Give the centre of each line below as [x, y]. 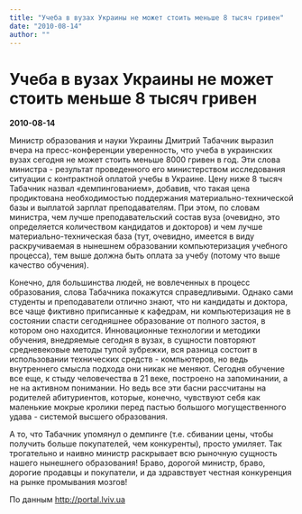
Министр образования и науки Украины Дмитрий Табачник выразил [142, 141]
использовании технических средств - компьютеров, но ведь [129, 359]
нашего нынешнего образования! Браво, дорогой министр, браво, [137, 463]
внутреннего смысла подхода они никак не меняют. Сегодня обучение [147, 369]
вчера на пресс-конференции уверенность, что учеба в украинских [141, 151]
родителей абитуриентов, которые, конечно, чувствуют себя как [135, 398]
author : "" [30, 34]
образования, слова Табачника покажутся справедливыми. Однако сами [151, 292]
